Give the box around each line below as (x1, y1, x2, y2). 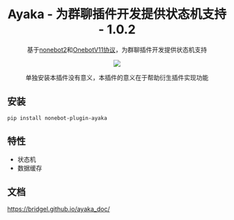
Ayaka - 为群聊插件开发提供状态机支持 (7, 6, 227, 22)
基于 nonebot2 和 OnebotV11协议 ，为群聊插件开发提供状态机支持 (26, 45, 208, 54)
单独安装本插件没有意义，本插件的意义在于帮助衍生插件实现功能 (25, 73, 209, 81)
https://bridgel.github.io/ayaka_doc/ (7, 205, 110, 213)
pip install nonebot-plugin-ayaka (7, 114, 108, 122)
